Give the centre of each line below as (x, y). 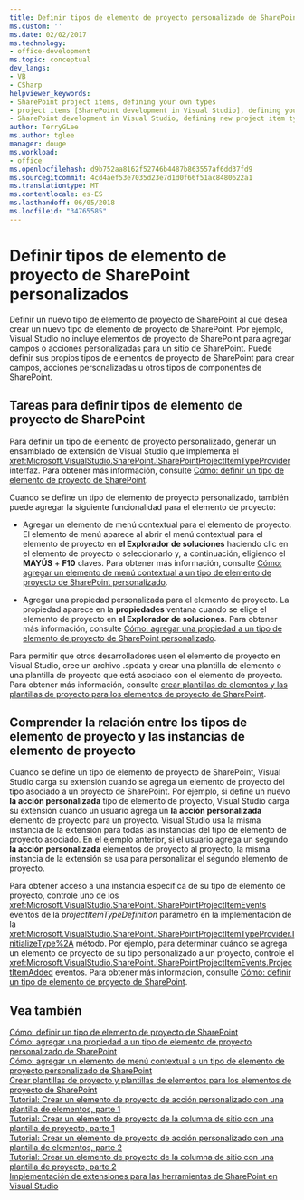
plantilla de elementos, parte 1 (65, 1110)
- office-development (50, 52)
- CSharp (26, 85)
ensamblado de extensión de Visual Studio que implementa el (124, 451)
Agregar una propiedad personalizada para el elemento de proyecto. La (156, 600)
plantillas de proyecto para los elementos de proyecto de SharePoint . (138, 694)
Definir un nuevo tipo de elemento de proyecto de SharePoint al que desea (148, 319)
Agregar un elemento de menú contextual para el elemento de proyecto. (157, 524)
